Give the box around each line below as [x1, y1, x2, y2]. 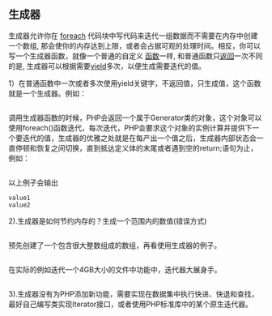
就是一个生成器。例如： [8, 88, 87, 98]
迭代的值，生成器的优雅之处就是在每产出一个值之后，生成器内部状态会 [22, 133, 257, 143]
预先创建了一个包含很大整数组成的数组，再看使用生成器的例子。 [8, 240, 221, 250]
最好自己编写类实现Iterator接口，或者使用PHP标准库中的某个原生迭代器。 [8, 299, 253, 309]
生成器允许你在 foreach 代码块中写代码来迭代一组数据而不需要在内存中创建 [8, 31, 258, 41]
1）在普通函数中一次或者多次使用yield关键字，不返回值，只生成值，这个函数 [8, 78, 261, 88]
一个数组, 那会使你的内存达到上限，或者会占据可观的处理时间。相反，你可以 [8, 41, 261, 50]
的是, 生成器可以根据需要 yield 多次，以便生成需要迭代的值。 [8, 61, 206, 70]
